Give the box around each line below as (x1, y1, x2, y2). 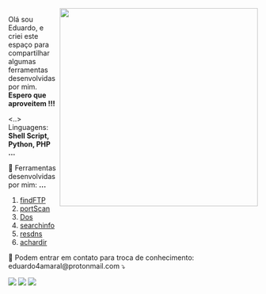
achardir (19, 238, 47, 246)
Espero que (8, 90, 47, 100)
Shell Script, (8, 131, 50, 140)
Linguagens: (8, 123, 49, 132)
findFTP (19, 196, 46, 204)
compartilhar (8, 48, 50, 58)
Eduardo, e (8, 23, 44, 32)
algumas (8, 57, 36, 66)
